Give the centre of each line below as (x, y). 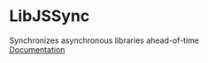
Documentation (37, 49)
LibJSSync (50, 16)
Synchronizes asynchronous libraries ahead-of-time (104, 40)
